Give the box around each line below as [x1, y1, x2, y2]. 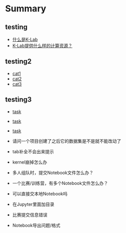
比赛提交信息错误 [12, 212, 48, 218]
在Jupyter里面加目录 [12, 201, 55, 207]
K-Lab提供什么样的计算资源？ [12, 43, 73, 49]
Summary [5, 3, 46, 14]
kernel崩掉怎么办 [12, 159, 47, 165]
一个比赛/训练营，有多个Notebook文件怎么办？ [12, 180, 108, 186]
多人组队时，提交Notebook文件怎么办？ [12, 170, 94, 175]
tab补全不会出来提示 [12, 148, 54, 154]
